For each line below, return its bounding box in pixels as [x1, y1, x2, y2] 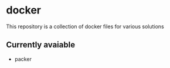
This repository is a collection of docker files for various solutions [6, 23, 164, 30]
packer [14, 55, 32, 62]
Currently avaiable [6, 40, 75, 50]
